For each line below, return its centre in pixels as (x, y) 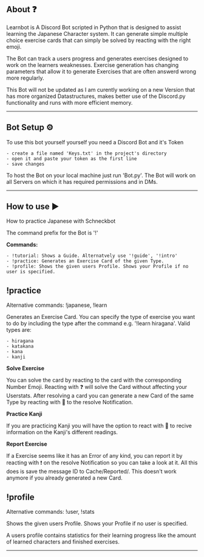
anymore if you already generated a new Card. (64, 478)
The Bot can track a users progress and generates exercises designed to (97, 58)
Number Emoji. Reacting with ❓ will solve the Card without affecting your (97, 387)
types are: (19, 330)
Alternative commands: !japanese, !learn (57, 305)
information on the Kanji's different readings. (62, 432)
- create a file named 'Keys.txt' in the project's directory (87, 153)
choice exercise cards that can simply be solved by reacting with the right (99, 40)
